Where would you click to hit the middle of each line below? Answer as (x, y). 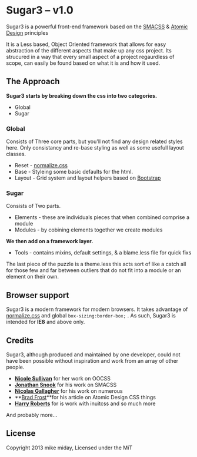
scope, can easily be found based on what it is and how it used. (83, 63)
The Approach (33, 82)
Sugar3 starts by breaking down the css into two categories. (82, 95)
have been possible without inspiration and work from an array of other (92, 360)
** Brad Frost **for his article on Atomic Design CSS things (85, 397)
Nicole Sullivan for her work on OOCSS (62, 378)
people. (15, 367)
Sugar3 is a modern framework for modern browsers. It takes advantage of (97, 309)
